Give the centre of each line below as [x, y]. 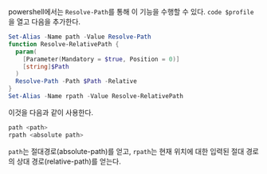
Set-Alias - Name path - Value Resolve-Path [80, 37]
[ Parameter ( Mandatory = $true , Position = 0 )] [101, 59]
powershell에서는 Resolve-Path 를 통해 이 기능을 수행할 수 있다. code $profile [131, 12]
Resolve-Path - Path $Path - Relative [76, 81]
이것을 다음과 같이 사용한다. [51, 112]
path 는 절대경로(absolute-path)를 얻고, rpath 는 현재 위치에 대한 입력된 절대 [126, 151]
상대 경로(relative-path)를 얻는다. [69, 161]
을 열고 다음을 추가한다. [45, 22]
